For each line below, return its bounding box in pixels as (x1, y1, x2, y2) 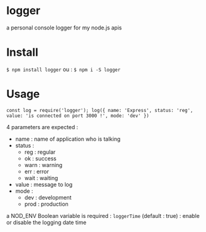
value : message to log (15, 181, 73, 188)
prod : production (24, 200, 69, 208)
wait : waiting (24, 174, 58, 181)
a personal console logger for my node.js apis (6, 24, 122, 31)
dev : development (24, 193, 72, 201)
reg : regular (24, 148, 56, 155)
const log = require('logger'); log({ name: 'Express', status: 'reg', (6, 107, 193, 113)
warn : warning (24, 161, 63, 168)
